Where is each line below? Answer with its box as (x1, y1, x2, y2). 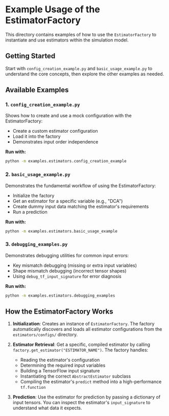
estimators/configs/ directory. (12, 331, 78, 338)
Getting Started (5, 52, 56, 60)
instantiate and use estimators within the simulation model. (5, 37, 129, 43)
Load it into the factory (12, 133, 61, 139)
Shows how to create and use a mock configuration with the (5, 113, 132, 119)
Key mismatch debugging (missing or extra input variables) (12, 262, 137, 268)
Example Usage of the (5, 4, 101, 15)
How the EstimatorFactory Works (5, 307, 113, 316)
